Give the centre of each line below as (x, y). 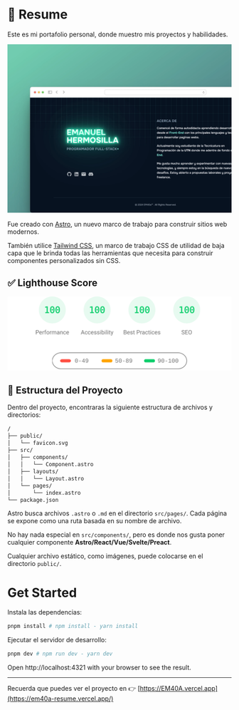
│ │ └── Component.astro (51, 465)
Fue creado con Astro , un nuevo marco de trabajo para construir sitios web (117, 224)
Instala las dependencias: (45, 612)
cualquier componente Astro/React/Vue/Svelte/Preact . (90, 542)
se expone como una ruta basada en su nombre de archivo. (95, 521)
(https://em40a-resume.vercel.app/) (60, 699)
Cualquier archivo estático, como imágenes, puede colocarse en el (105, 556)
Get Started (42, 593)
